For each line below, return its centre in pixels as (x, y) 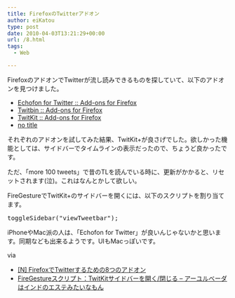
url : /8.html (26, 40)
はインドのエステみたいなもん (60, 287)
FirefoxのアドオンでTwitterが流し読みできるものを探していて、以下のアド (113, 80)
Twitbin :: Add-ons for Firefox (60, 110)
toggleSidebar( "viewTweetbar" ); (63, 218)
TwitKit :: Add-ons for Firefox (59, 117)
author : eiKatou (31, 20)
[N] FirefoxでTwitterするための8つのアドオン (81, 269)
